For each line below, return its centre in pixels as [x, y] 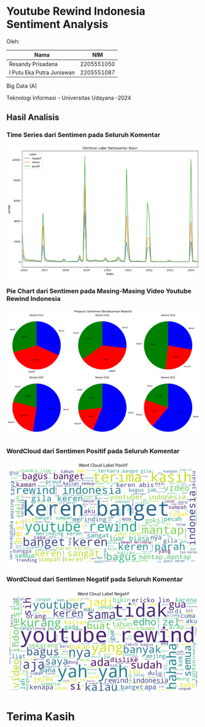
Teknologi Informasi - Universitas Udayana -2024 [69, 98]
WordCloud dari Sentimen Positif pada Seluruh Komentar [93, 451]
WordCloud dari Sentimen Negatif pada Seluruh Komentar [95, 580]
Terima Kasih [41, 717]
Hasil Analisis [33, 117]
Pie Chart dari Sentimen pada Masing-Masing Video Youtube [99, 291]
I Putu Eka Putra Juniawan [42, 72]
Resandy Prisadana [33, 64]
